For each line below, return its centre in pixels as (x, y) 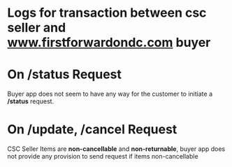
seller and (37, 28)
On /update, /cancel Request (92, 130)
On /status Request (65, 74)
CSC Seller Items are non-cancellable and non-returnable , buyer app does (116, 149)
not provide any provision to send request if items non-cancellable (103, 157)
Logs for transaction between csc (107, 13)
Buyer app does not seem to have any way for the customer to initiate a (110, 94)
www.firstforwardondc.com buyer (109, 43)
